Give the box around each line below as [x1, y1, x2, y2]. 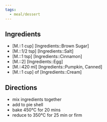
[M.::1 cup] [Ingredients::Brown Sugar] [12, 43, 89, 49]
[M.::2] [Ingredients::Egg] [12, 59, 64, 64]
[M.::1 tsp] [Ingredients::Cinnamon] [12, 54, 82, 60]
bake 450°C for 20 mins [12, 107, 61, 113]
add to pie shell [12, 102, 43, 108]
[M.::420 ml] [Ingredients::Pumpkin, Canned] [12, 64, 103, 70]
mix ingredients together [12, 96, 62, 102]
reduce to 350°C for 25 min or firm [12, 112, 82, 118]
